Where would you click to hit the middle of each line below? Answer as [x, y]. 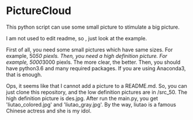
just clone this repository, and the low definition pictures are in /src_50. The [97, 92]
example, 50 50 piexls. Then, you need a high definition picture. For [87, 56]
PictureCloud [39, 11]
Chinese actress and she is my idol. [49, 111]
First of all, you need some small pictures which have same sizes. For [89, 49]
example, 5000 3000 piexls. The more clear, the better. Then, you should [93, 62]
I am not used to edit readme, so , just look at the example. [77, 38]
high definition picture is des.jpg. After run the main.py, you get [82, 98]
